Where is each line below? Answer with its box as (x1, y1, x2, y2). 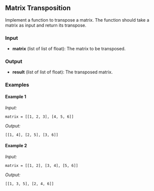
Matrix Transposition (5, 4, 71, 12)
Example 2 (5, 143, 27, 149)
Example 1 (5, 94, 26, 99)
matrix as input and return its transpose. (5, 22, 86, 28)
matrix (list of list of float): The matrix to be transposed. (12, 46, 126, 52)
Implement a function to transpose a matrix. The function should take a (5, 17, 150, 23)
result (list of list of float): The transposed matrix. (12, 69, 113, 75)
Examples (5, 81, 30, 88)
